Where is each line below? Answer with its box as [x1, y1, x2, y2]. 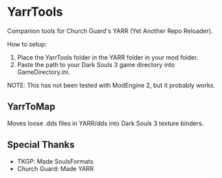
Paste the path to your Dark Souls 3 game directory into [16, 60, 175, 68]
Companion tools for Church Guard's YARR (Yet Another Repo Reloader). [7, 27, 213, 35]
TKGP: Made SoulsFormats [16, 157, 94, 165]
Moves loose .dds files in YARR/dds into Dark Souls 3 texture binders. [7, 119, 204, 127]
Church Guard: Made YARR [16, 164, 94, 173]
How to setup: [7, 40, 47, 48]
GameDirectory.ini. [16, 68, 70, 76]
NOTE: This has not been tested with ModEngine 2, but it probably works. [7, 81, 215, 89]
